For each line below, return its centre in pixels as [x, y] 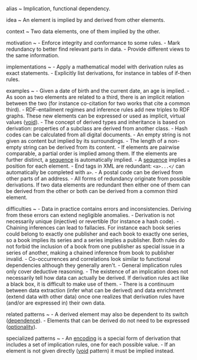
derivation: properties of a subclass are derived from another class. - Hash [97, 128]
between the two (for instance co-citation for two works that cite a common [98, 103]
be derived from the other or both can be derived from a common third [92, 191]
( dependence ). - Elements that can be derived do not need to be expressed [98, 320]
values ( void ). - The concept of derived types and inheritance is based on [96, 122]
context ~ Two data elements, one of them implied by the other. [83, 31]
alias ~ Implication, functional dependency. [58, 9]
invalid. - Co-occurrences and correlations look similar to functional [88, 259]
